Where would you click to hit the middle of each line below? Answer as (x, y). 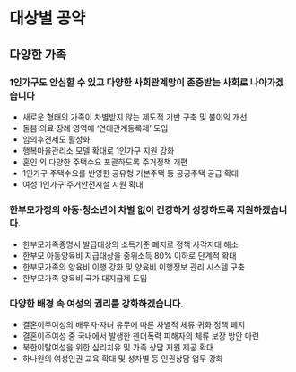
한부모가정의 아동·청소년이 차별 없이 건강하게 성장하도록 (122, 209)
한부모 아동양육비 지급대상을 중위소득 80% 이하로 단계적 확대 (129, 256)
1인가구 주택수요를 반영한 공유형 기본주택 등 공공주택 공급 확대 (131, 173)
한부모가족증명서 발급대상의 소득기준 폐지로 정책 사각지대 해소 (131, 244)
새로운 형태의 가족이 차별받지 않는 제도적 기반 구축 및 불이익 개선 (135, 117)
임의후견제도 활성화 (56, 139)
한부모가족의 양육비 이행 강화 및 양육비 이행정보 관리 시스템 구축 (133, 267)
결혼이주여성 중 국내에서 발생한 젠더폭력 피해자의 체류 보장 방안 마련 (141, 336)
